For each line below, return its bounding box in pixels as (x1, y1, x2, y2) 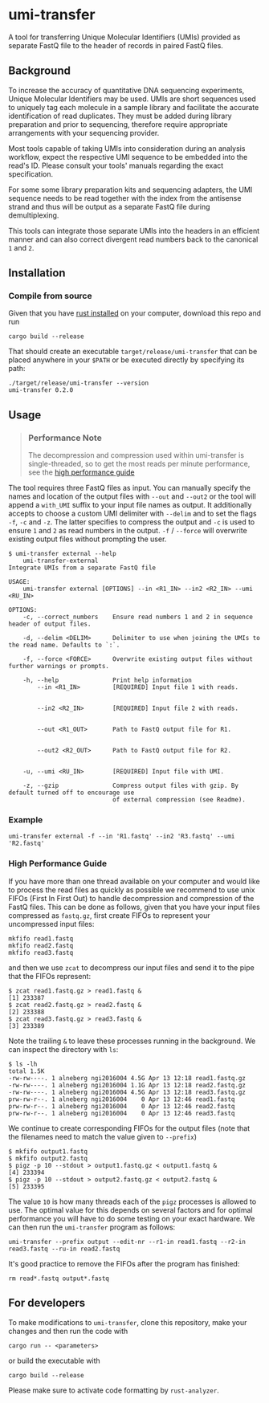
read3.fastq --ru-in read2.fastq (8, 1245, 120, 1253)
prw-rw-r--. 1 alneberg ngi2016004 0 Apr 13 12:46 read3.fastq (8, 1109, 235, 1117)
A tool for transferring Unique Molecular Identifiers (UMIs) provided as (8, 32, 241, 42)
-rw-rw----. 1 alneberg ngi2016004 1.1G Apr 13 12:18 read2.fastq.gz (8, 1081, 247, 1089)
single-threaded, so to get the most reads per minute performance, (27, 459, 251, 469)
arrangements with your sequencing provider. (8, 128, 160, 137)
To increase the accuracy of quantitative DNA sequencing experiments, (8, 85, 245, 95)
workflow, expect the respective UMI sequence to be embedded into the (8, 152, 248, 161)
